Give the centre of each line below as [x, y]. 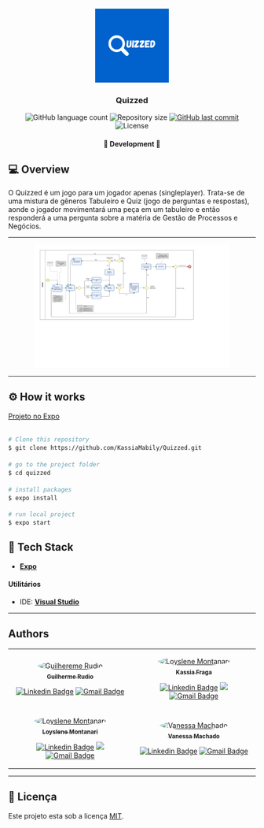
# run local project [42, 514]
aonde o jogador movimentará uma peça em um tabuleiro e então [114, 209]
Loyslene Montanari [70, 732]
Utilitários [25, 585]
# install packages [40, 489]
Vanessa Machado [194, 736]
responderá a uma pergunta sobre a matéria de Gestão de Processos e [123, 217]
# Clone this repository [49, 440]
